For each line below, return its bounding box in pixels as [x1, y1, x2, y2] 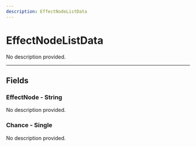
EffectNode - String [6, 93, 62, 101]
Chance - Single [6, 121, 52, 129]
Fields [6, 76, 29, 86]
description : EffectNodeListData [6, 8, 87, 15]
